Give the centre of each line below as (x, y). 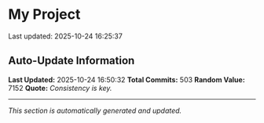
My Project (44, 14)
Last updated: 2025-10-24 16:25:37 (66, 36)
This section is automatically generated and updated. (95, 110)
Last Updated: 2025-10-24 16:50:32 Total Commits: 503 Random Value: (126, 79)
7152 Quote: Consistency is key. (60, 88)
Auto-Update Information (71, 61)
